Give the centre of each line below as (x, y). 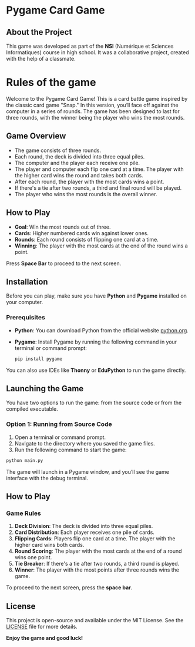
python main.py (25, 460)
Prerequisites (26, 318)
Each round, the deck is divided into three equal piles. (80, 156)
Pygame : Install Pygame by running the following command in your (96, 342)
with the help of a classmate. (41, 59)
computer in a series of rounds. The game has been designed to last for (93, 111)
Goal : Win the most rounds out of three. (63, 227)
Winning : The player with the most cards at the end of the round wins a (101, 246)
